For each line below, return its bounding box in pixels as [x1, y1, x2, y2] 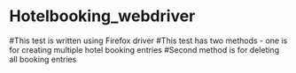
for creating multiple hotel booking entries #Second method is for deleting [9, 44, 280, 55]
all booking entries [9, 54, 77, 64]
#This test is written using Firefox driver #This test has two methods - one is [9, 35, 288, 46]
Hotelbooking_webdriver [9, 6, 196, 26]
